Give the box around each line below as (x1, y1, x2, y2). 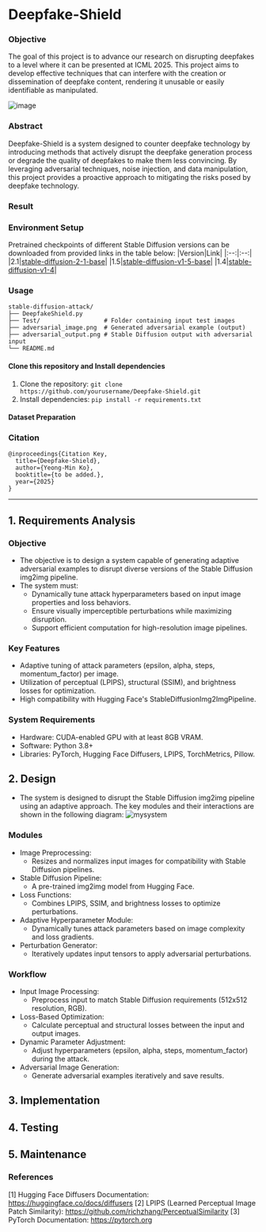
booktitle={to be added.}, (15, 471, 104, 479)
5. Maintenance (8, 1148, 87, 1161)
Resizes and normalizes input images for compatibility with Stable (31, 856, 246, 866)
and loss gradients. (31, 932, 94, 941)
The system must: (19, 581, 79, 591)
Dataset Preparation (8, 412, 76, 422)
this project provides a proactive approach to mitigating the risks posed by (8, 172, 251, 182)
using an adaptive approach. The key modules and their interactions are (19, 802, 255, 811)
